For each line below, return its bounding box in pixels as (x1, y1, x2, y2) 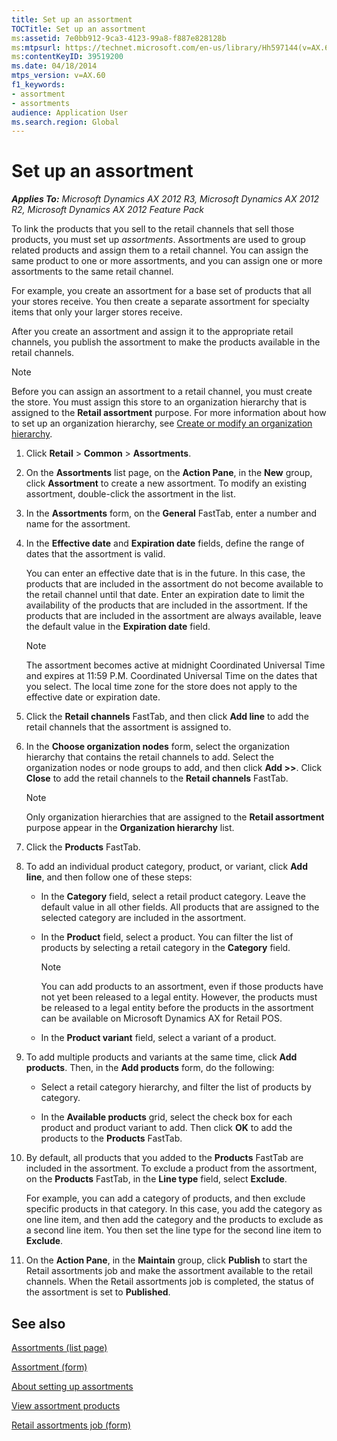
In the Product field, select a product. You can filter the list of (40, 931, 294, 943)
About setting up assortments (11, 1381, 134, 1392)
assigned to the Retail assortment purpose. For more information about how (11, 407, 327, 419)
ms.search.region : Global (11, 117, 119, 127)
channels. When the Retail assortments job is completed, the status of (25, 1276, 315, 1288)
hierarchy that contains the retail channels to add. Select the (25, 751, 275, 763)
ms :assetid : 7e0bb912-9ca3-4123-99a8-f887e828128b (11, 33, 227, 43)
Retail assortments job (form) (11, 1419, 132, 1431)
